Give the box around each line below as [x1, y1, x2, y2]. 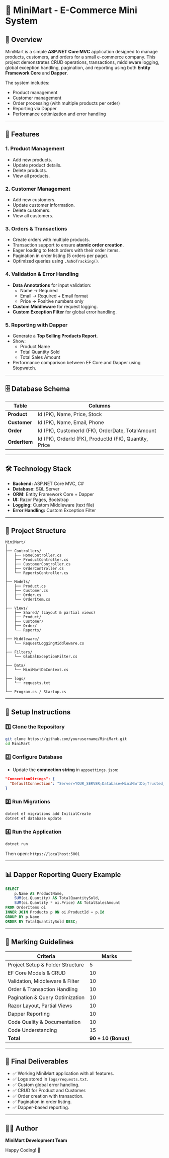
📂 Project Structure [5, 526, 66, 535]
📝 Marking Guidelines [5, 938, 74, 946]
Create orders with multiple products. [12, 236, 91, 243]
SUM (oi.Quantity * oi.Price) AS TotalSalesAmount [14, 900, 121, 905]
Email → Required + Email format [20, 293, 88, 299]
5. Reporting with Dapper [5, 321, 68, 328]
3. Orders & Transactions [5, 225, 67, 232]
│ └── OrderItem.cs [5, 597, 51, 602]
